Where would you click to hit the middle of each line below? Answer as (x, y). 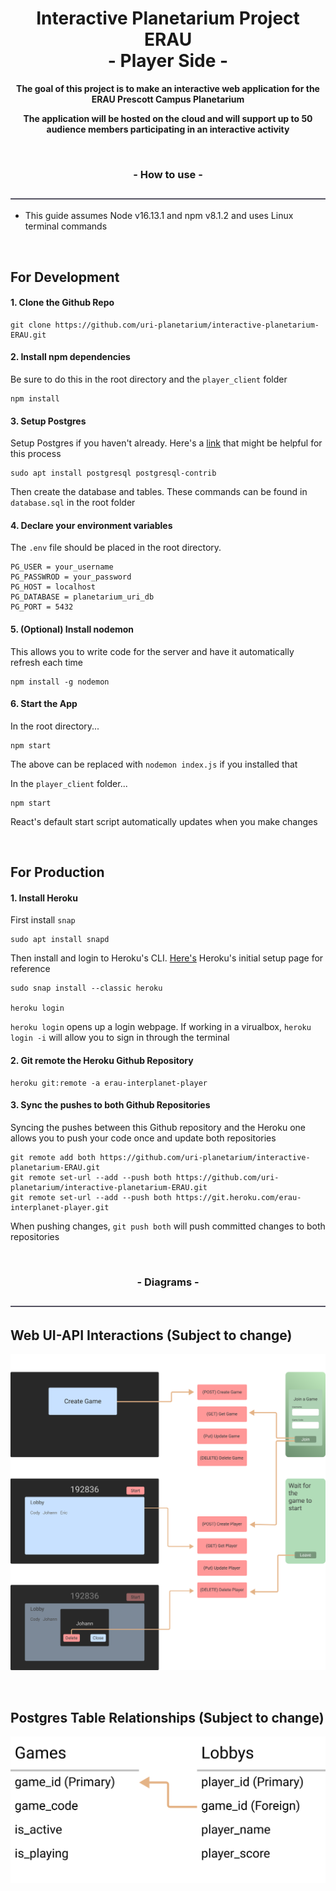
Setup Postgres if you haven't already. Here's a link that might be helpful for (166, 443)
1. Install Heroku (44, 898)
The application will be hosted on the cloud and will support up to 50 (168, 118)
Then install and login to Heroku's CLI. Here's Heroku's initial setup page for (167, 958)
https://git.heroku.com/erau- (238, 1197)
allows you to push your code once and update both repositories (143, 1138)
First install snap (43, 920)
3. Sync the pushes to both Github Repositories (110, 1105)
